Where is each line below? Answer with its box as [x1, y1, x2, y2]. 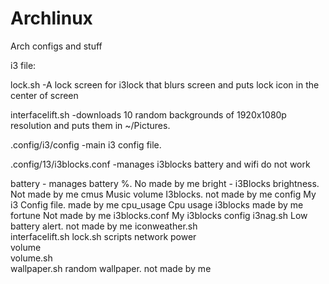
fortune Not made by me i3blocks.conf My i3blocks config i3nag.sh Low [10, 209, 308, 221]
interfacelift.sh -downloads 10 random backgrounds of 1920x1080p [10, 108, 287, 121]
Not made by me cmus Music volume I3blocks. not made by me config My [10, 188, 317, 200]
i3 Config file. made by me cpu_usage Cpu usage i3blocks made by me [10, 198, 304, 211]
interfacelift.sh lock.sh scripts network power [10, 230, 197, 242]
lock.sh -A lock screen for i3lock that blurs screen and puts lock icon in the [10, 78, 320, 91]
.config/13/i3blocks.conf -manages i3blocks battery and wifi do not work [10, 158, 311, 170]
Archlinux [10, 7, 93, 30]
